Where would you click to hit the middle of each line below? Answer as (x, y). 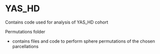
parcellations (25, 46)
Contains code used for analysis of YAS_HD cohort (57, 22)
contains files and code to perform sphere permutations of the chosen (83, 41)
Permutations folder (25, 31)
